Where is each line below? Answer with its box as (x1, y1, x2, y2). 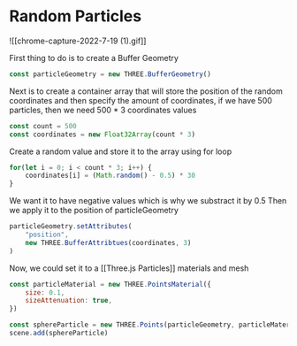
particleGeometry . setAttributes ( (9, 222, 133, 231)
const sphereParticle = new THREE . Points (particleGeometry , (9, 320, 236, 329)
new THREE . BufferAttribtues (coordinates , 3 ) (25, 238, 192, 247)
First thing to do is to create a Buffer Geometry (9, 52, 179, 63)
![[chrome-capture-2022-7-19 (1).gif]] (9, 35, 147, 46)
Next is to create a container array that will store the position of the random (9, 86, 283, 96)
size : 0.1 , (25, 288, 65, 297)
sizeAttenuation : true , (25, 296, 113, 305)
